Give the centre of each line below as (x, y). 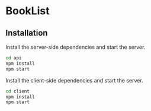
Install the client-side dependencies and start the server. (74, 80)
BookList (28, 11)
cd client (18, 91)
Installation (27, 33)
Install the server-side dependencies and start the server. (75, 47)
